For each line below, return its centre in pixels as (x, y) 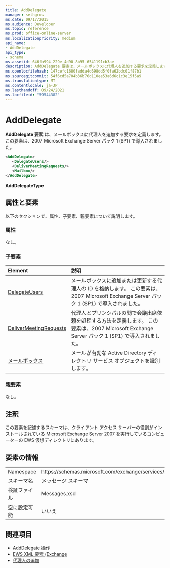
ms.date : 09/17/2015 (27, 19)
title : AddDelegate (26, 10)
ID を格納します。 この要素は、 (124, 289)
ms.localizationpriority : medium (40, 39)
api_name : (16, 43)
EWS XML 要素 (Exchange (40, 554)
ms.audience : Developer (30, 24)
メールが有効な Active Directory (109, 353)
